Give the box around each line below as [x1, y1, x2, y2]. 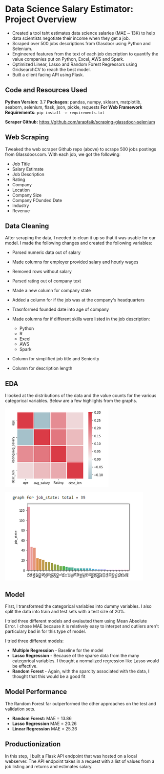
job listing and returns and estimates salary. [5, 763, 93, 769]
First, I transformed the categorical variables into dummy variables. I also [5, 603, 152, 609]
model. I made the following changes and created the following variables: [5, 240, 152, 246]
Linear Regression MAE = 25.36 [12, 725, 77, 731]
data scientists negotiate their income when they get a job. [12, 35, 130, 41]
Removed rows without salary [12, 269, 72, 275]
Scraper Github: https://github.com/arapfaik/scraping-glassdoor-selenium [5, 119, 155, 125]
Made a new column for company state [12, 288, 91, 294]
